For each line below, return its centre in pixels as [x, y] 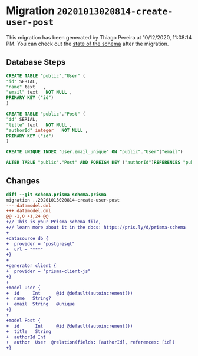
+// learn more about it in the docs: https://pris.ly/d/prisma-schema [96, 228]
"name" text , [26, 87]
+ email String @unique [41, 304]
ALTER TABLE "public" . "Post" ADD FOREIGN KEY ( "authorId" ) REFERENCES [93, 163]
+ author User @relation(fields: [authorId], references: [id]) [91, 342]
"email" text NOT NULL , [39, 93]
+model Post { [24, 320]
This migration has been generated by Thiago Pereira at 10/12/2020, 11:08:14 [99, 37]
